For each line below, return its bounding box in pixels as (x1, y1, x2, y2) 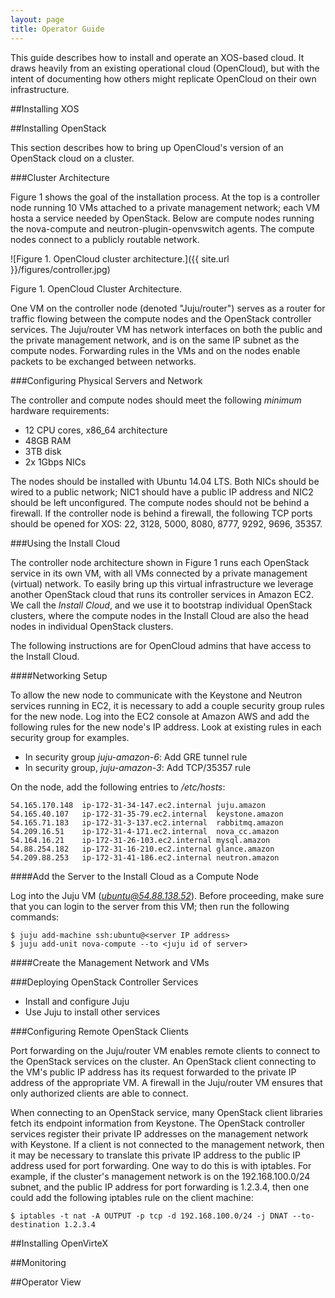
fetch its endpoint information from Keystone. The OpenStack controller (10, 1117, 306, 1129)
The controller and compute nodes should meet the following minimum (10, 394, 302, 406)
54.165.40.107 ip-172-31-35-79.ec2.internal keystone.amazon (10, 809, 284, 819)
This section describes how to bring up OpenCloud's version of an (10, 141, 284, 153)
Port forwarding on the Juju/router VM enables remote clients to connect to (10, 1044, 321, 1056)
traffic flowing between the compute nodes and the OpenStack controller (10, 312, 312, 325)
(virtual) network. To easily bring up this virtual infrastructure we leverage (10, 577, 314, 590)
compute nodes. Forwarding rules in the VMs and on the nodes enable (10, 344, 301, 356)
